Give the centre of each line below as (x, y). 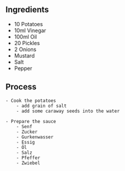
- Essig (25, 142)
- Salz (24, 153)
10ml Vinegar (30, 30)
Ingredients (27, 10)
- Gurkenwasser (35, 137)
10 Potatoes (28, 24)
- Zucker (27, 132)
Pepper (23, 68)
